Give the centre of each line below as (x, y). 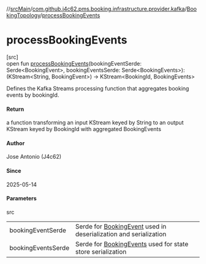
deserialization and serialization (121, 234)
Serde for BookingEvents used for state (132, 244)
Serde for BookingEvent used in (121, 226)
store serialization (101, 252)
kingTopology (23, 15)
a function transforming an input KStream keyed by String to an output (95, 123)
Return (15, 109)
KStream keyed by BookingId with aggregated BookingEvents (84, 129)
